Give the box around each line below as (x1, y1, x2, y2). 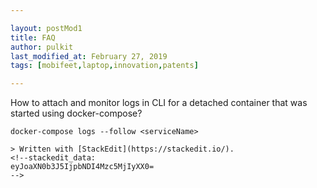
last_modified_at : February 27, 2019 (10, 51, 168, 61)
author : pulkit (10, 42, 74, 52)
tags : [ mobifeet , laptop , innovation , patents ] (10, 61, 199, 71)
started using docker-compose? (10, 107, 143, 120)
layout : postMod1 (10, 23, 83, 33)
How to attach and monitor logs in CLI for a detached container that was (10, 97, 308, 109)
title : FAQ (10, 32, 56, 43)
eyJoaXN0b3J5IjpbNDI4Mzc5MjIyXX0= (10, 162, 155, 172)
